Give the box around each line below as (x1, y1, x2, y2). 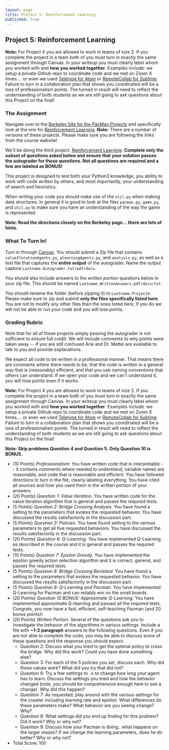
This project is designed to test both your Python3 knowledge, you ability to (5, 173, 163, 179)
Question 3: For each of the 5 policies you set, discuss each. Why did (20, 660, 164, 666)
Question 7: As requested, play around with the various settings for (20, 692, 159, 698)
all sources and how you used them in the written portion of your (12, 482, 147, 488)
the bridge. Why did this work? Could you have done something (20, 649, 153, 655)
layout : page (5, 7, 33, 13)
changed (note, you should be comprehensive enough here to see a (20, 681, 161, 687)
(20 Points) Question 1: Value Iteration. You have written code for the (12, 493, 155, 499)
